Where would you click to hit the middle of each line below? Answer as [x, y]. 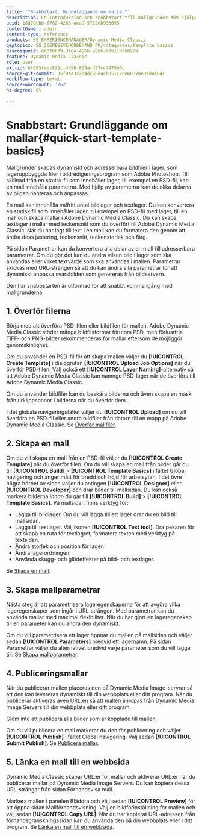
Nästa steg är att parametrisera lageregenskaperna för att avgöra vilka [93, 604]
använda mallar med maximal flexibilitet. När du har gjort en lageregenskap [99, 617]
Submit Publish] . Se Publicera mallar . [53, 743]
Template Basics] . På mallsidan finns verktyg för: [67, 503]
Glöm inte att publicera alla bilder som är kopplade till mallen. [82, 719]
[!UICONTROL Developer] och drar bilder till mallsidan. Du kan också [92, 490]
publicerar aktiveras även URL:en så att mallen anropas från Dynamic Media [100, 701]
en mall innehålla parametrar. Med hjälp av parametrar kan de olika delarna [99, 187]
